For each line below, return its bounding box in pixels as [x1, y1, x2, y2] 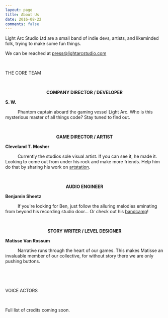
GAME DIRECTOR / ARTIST [56, 134, 113, 140]
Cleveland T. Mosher [5, 144, 50, 150]
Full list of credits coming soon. [5, 307, 70, 313]
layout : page [5, 7, 33, 13]
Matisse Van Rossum [5, 238, 50, 244]
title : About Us [5, 12, 39, 17]
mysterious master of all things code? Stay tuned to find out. [5, 114, 131, 120]
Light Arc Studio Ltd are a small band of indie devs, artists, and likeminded [5, 35, 159, 41]
